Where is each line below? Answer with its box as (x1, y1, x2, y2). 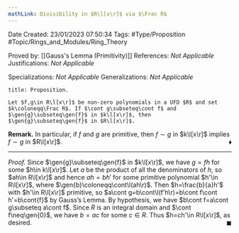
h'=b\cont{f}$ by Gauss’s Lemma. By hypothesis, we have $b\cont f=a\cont (8, 195, 229, 204)
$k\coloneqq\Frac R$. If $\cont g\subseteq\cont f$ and (8, 104, 177, 112)
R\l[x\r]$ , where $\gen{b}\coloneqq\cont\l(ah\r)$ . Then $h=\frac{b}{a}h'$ (8, 180, 224, 189)
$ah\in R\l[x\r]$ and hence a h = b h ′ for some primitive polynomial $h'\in (8, 173, 218, 181)
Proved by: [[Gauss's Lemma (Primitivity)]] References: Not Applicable (8, 51, 215, 60)
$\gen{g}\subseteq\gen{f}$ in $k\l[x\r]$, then (8, 111, 152, 118)
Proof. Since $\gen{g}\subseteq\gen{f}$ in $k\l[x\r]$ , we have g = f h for (8, 158, 221, 166)
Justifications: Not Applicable (8, 58, 94, 67)
